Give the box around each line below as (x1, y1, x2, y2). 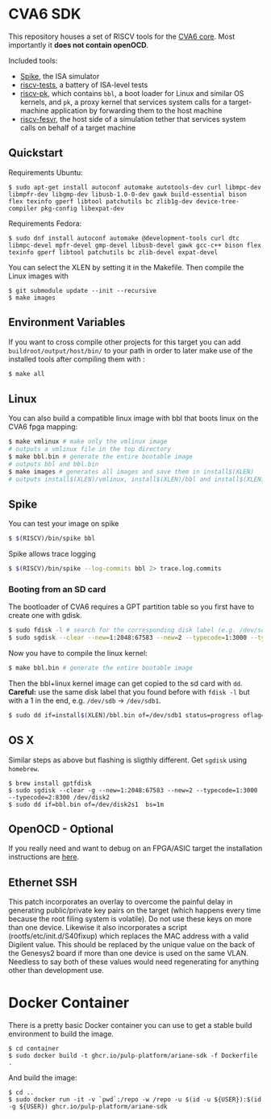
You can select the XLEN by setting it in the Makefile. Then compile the (8, 262, 244, 272)
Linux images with (8, 271, 69, 281)
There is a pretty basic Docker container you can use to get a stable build (8, 1021, 252, 1030)
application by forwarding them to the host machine (50, 106, 223, 115)
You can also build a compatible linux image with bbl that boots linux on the (8, 413, 259, 424)
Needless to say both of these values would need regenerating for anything (8, 957, 260, 967)
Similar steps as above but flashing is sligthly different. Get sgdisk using (8, 755, 248, 765)
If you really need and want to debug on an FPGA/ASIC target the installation (8, 844, 263, 854)
